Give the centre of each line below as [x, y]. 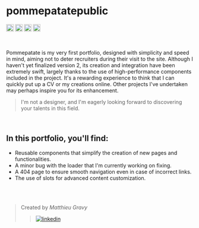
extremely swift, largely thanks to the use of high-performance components [99, 71]
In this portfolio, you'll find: [57, 139]
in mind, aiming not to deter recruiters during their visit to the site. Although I [99, 59]
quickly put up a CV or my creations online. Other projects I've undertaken [97, 84]
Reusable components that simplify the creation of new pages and [96, 153]
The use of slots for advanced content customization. [80, 178]
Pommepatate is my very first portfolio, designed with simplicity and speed [98, 52]
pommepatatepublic [57, 11]
